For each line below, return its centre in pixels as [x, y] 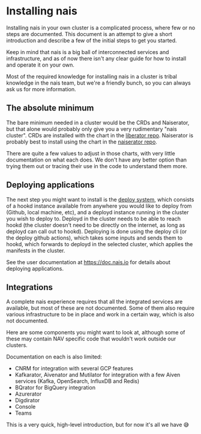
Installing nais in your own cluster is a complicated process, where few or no [101, 28]
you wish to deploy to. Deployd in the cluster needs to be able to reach [94, 219]
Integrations [29, 287]
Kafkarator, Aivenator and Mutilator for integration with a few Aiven [97, 375]
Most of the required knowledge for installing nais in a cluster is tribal [92, 76]
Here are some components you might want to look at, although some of [96, 333]
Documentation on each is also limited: [54, 357]
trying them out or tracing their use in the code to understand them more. [97, 166]
